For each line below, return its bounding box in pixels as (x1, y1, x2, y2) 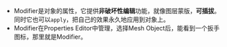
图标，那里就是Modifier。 (13, 32, 87, 41)
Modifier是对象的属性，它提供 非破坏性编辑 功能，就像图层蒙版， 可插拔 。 (13, 7, 221, 15)
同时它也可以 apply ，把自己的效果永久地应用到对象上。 (13, 15, 170, 23)
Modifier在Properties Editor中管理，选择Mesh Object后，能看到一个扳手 (13, 24, 220, 32)
